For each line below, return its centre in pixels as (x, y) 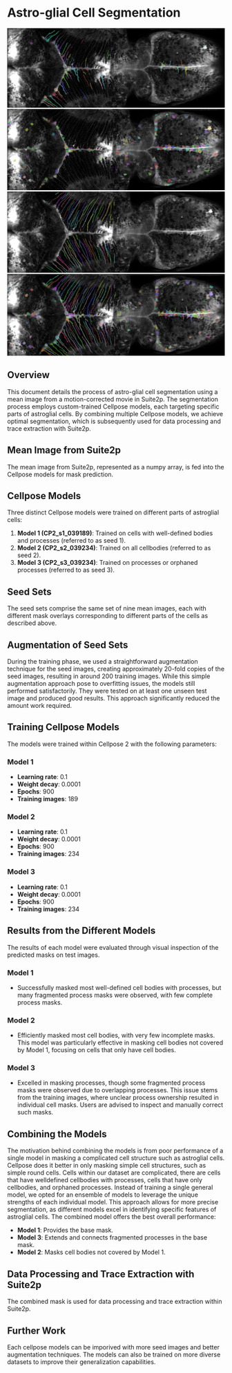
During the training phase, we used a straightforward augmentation (103, 662)
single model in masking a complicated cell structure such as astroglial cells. (116, 1158)
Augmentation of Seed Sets (68, 645)
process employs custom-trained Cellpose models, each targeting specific (113, 407)
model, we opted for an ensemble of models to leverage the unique (103, 1195)
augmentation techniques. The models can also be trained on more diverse (114, 1354)
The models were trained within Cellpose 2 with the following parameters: (112, 744)
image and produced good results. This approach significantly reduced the (114, 698)
